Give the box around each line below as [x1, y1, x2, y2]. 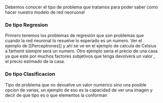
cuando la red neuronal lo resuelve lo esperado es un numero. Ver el [5, 38, 142, 43]
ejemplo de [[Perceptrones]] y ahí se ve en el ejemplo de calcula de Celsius [5, 43, 157, 49]
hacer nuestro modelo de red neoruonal [5, 9, 85, 15]
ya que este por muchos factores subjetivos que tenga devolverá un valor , [5, 53, 155, 59]
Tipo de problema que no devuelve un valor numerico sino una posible [5, 82, 147, 87]
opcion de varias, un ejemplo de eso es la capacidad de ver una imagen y [5, 87, 153, 93]
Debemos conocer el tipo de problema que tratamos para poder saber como [5, 4, 158, 10]
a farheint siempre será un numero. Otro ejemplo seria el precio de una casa [5, 48, 158, 54]
